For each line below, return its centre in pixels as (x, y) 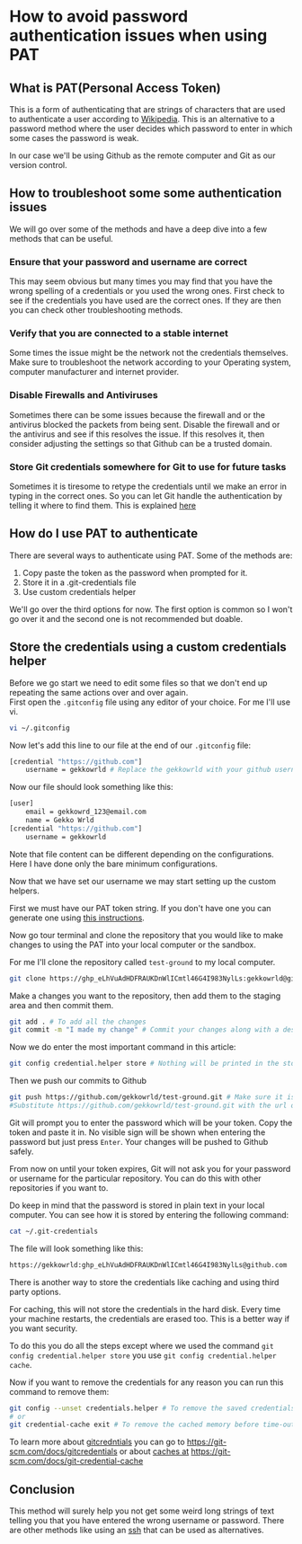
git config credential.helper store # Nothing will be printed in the (144, 1064)
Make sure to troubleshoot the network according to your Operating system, (151, 362)
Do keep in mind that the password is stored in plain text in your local (137, 1205)
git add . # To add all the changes (78, 1022)
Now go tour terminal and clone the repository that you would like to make (147, 935)
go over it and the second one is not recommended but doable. (126, 618)
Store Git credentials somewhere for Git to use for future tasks (148, 466)
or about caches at (154, 1451)
